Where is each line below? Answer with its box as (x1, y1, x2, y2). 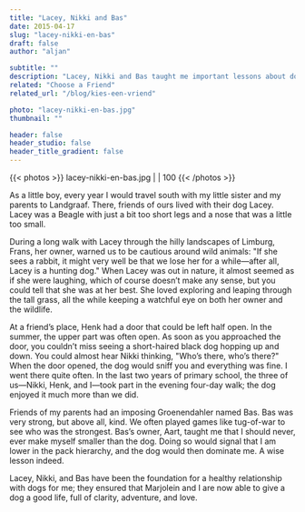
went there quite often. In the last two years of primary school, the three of (9, 370, 289, 380)
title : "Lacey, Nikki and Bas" (9, 13, 128, 23)
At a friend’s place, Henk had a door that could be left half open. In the (9, 322, 272, 332)
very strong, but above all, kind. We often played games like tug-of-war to (9, 417, 286, 427)
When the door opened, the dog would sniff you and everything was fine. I (9, 360, 288, 371)
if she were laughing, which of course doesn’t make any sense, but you (9, 275, 276, 286)
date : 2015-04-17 (9, 22, 75, 31)
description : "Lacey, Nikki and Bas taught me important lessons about (9, 72, 286, 82)
